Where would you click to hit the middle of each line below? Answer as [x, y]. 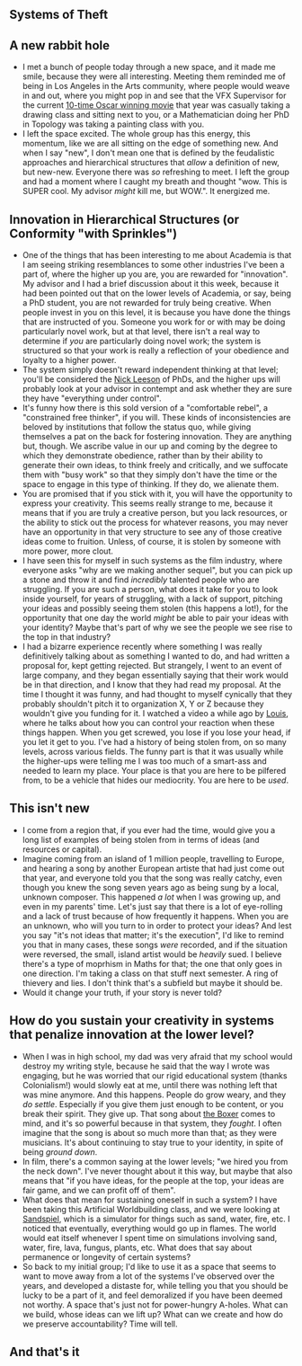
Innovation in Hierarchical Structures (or [124, 219]
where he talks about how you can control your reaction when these [148, 723]
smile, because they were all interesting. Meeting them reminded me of [154, 76]
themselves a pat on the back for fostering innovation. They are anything [157, 437]
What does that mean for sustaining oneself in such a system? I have [150, 1200]
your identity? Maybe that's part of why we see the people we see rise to [157, 627]
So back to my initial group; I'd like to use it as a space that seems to [149, 1266]
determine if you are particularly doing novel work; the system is [142, 341]
